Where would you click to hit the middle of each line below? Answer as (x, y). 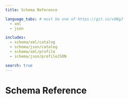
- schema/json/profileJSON (38, 56)
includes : (16, 38)
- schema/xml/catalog (33, 42)
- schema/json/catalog (34, 47)
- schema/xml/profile (33, 52)
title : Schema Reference (31, 10)
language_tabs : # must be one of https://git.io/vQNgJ (64, 19)
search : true (19, 65)
